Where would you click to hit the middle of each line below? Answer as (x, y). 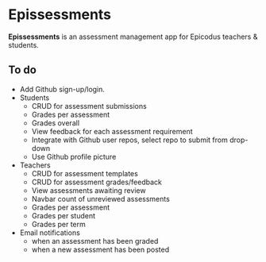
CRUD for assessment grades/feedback (97, 182)
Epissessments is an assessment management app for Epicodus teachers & (133, 37)
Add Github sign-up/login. (62, 89)
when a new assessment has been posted (100, 249)
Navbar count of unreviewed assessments (101, 198)
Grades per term (58, 224)
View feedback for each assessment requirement (112, 131)
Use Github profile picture (74, 156)
